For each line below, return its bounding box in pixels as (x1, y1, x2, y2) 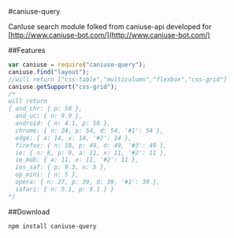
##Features (8, 46, 46, 54)
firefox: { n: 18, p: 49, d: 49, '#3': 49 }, (15, 141, 168, 149)
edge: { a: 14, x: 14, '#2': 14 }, (15, 134, 132, 142)
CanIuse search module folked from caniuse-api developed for (8, 22, 212, 31)
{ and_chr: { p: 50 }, (8, 105, 83, 113)
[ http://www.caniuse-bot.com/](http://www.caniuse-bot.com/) (8, 31, 210, 39)
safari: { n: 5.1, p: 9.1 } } (15, 185, 114, 193)
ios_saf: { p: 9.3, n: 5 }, (15, 163, 108, 172)
